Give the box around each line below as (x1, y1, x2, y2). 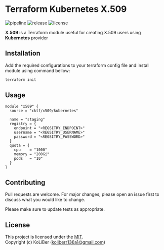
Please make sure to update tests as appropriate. (5, 206, 105, 212)
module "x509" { (5, 104, 39, 109)
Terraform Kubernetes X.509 (5, 3, 127, 15)
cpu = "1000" (14, 147, 48, 152)
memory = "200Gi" (14, 152, 50, 157)
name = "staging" (9, 117, 45, 122)
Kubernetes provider (5, 35, 48, 41)
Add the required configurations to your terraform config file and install (5, 62, 150, 68)
